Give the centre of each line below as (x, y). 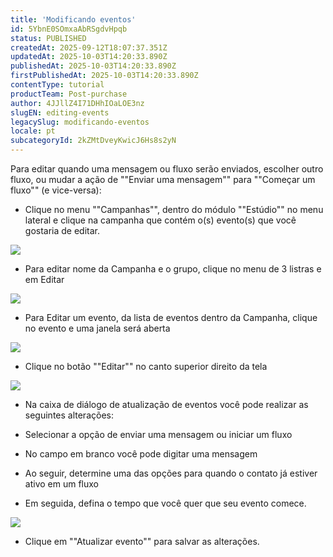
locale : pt (33, 131)
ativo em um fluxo (61, 484)
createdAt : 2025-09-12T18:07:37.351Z (89, 47)
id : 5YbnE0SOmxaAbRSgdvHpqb (69, 29)
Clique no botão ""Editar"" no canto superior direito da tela (146, 366)
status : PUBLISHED (48, 38)
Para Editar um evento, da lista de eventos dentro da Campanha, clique (171, 317)
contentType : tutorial (57, 85)
